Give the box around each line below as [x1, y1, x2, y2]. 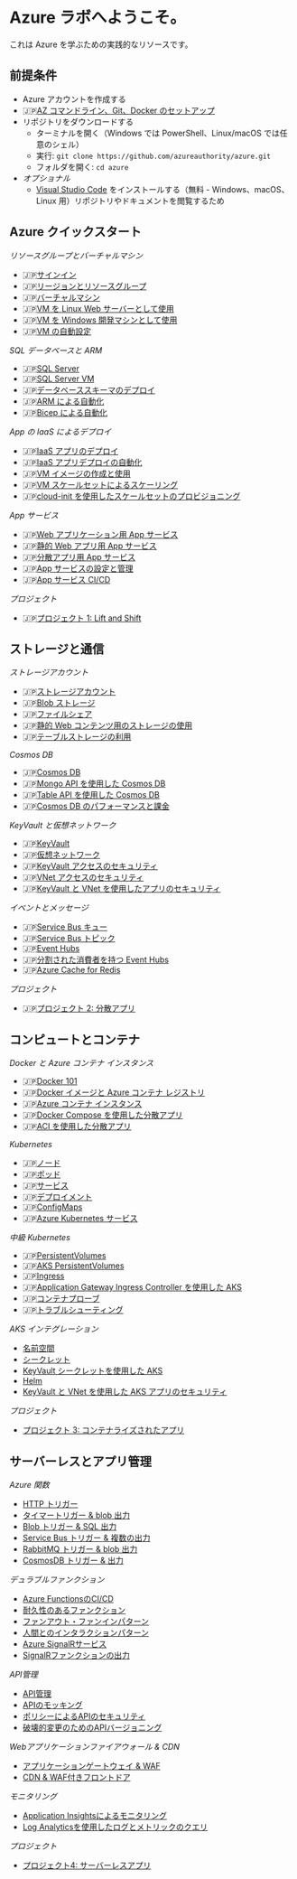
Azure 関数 [9, 1480, 50, 1490]
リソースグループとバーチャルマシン [9, 249, 144, 261]
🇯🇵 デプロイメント [22, 1192, 93, 1202]
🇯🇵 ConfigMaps [22, 1201, 83, 1212]
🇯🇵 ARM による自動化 [22, 396, 105, 407]
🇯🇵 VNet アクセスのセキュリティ [22, 872, 144, 883]
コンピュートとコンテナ [9, 1032, 140, 1047]
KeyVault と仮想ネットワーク [9, 820, 116, 831]
